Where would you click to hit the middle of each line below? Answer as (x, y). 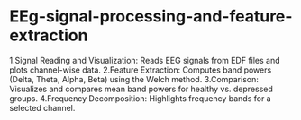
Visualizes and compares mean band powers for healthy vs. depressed (141, 89)
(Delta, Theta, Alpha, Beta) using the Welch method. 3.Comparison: (134, 79)
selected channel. (42, 107)
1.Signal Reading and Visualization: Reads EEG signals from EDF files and (145, 60)
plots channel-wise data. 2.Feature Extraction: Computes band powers (141, 70)
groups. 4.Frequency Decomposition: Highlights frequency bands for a (141, 98)
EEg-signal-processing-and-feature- (151, 17)
